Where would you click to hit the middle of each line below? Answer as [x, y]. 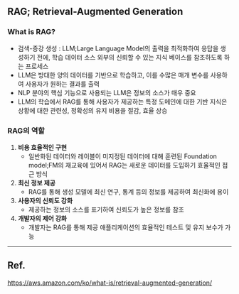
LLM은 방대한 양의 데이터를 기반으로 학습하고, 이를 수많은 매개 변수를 [113, 75]
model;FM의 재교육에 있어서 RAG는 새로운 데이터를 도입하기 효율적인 [124, 165]
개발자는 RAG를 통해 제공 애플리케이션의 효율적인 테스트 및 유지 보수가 [126, 227]
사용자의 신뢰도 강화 [45, 200]
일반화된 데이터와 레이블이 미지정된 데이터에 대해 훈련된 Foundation [122, 156]
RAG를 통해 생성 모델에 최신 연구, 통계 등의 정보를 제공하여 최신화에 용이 [128, 192]
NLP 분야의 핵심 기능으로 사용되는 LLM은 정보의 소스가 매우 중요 [107, 92]
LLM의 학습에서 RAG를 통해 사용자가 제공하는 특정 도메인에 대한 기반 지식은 [122, 102]
